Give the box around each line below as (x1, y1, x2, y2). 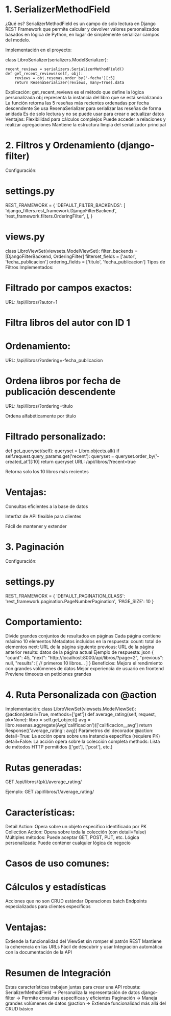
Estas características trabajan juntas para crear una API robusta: (5, 984, 141, 990)
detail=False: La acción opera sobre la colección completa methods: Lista (5, 738, 160, 745)
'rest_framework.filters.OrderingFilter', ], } (5, 213, 93, 219)
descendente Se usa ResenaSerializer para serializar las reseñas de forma (5, 105, 162, 111)
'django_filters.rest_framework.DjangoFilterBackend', (5, 207, 117, 213)
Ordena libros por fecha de (5, 375, 121, 387)
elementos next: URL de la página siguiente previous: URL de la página (5, 644, 154, 650)
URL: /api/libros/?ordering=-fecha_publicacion (5, 357, 103, 363)
